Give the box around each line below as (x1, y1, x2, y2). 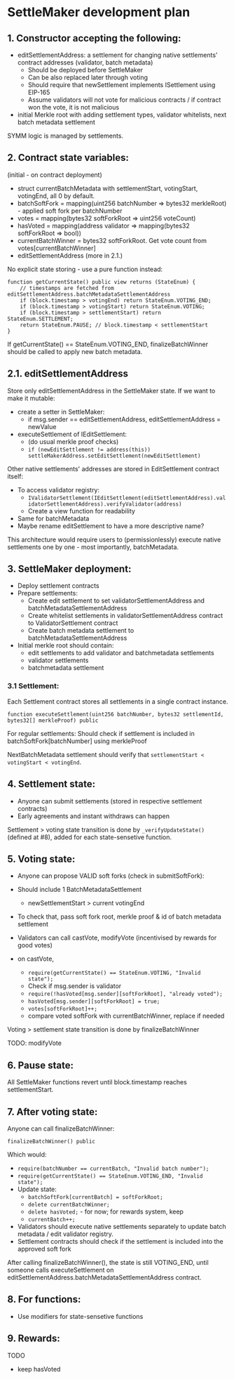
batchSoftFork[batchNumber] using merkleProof (7, 737, 147, 745)
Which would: (7, 1150, 47, 1159)
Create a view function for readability (27, 506, 135, 515)
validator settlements (27, 656, 89, 664)
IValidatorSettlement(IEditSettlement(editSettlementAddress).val (27, 494, 226, 501)
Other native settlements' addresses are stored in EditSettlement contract (7, 464, 219, 473)
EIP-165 (27, 88, 50, 96)
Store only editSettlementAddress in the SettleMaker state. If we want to (7, 386, 216, 395)
